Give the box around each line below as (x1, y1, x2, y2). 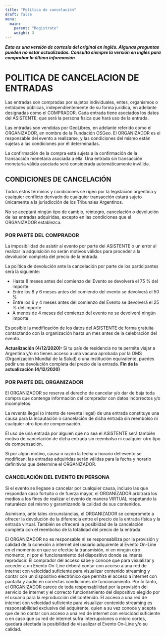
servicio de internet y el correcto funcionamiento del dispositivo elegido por (5, 589, 160, 595)
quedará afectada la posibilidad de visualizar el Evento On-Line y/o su (5, 621, 148, 627)
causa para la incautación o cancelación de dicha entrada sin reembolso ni (5, 415, 158, 421)
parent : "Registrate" (14, 26, 58, 31)
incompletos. (5, 400, 32, 406)
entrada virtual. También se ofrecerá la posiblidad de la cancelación (5, 521, 144, 527)
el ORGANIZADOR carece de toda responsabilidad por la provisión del (5, 584, 148, 590)
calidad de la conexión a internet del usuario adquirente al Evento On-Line (5, 541, 157, 547)
